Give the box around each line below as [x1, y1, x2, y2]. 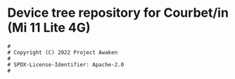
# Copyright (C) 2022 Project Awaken [7, 49, 118, 56]
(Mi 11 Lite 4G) [7, 20, 91, 36]
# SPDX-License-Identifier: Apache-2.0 [7, 61, 125, 68]
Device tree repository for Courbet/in [7, 5, 229, 21]
